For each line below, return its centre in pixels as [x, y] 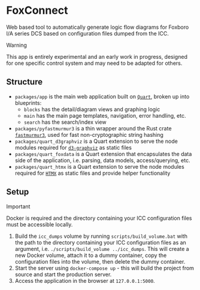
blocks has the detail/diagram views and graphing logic [92, 109]
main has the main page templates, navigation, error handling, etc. [105, 115]
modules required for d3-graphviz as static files [73, 147]
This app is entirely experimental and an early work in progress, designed [97, 56]
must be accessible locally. [40, 224]
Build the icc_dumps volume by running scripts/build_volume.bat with [101, 236]
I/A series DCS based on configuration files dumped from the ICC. [88, 33]
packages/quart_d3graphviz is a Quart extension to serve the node [96, 141]
